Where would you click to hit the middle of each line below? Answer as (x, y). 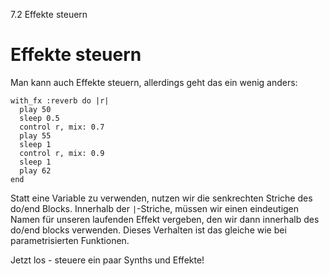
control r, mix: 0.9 (62, 153)
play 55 (35, 135)
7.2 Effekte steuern (49, 14)
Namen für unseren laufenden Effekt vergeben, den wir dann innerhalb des (165, 219)
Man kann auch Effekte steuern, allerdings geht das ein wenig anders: (154, 82)
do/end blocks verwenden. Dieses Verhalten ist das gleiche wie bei (148, 230)
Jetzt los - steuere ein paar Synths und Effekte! (107, 260)
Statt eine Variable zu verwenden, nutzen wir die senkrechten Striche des (161, 198)
